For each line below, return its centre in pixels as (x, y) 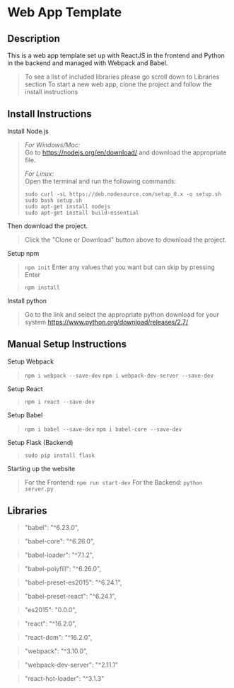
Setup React (25, 389)
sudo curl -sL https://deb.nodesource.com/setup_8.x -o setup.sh (123, 194)
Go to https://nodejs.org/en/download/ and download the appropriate (126, 152)
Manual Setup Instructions (67, 344)
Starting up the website (41, 468)
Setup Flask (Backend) (40, 442)
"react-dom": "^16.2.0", (58, 638)
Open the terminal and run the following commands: (100, 181)
